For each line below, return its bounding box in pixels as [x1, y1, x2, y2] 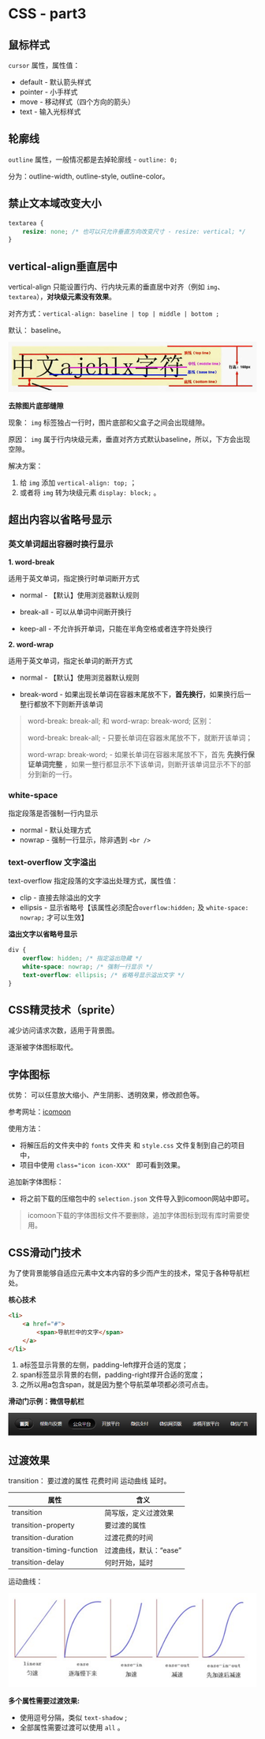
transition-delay [11, 1557, 65, 1567]
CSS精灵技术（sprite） [8, 1003, 121, 1017]
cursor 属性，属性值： [8, 61, 80, 69]
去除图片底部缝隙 [8, 400, 64, 410]
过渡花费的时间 [104, 1533, 154, 1542]
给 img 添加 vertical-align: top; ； [19, 478, 137, 487]
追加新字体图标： [8, 1177, 64, 1186]
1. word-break [8, 557, 55, 567]
